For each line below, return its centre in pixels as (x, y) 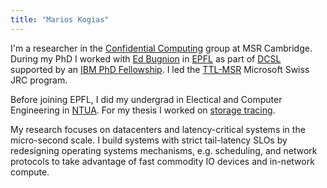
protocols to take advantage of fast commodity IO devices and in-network (162, 161)
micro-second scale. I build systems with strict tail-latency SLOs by (149, 140)
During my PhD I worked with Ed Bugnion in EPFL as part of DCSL (146, 58)
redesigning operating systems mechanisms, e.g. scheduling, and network (164, 150)
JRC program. (39, 80)
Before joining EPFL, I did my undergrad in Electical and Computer (146, 99)
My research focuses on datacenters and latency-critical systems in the (158, 129)
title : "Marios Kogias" (60, 19)
